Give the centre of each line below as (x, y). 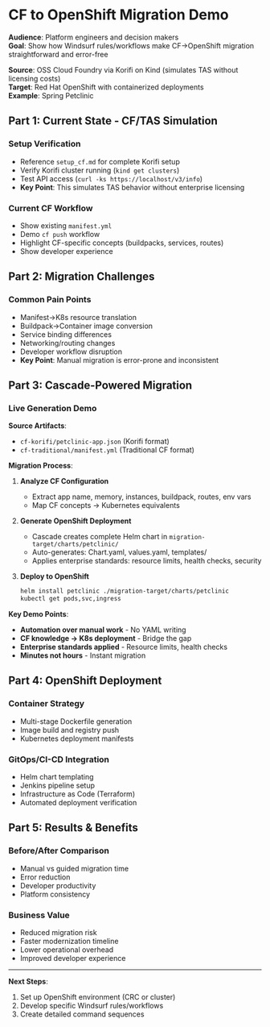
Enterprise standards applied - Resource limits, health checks (123, 647)
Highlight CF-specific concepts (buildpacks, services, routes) (122, 243)
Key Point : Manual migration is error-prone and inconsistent (119, 360)
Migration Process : (41, 466)
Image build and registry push (70, 730)
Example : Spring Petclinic (51, 95)
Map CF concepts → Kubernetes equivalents (106, 505)
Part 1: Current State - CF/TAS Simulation (113, 121)
